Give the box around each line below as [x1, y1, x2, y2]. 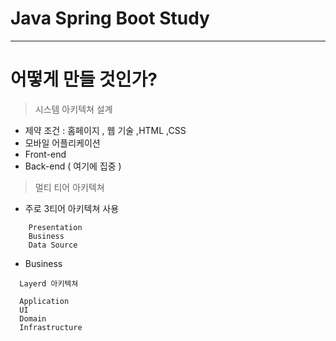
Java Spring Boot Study [10, 7, 210, 30]
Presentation [28, 222, 83, 232]
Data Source [28, 240, 78, 250]
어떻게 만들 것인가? [10, 68, 158, 91]
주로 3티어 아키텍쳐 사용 [24, 202, 120, 214]
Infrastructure [19, 322, 83, 332]
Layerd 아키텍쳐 [19, 278, 79, 289]
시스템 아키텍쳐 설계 [34, 103, 113, 115]
